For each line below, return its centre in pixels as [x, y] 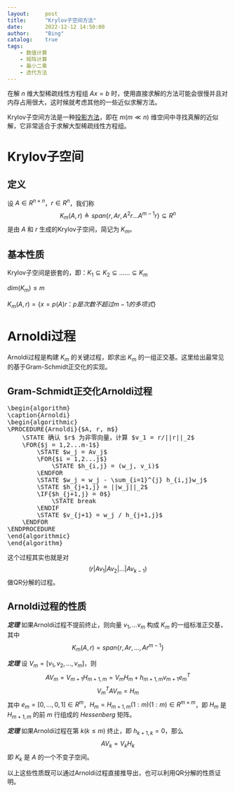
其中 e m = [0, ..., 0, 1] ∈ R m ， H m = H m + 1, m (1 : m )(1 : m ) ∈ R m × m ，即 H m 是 [117, 705]
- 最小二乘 [34, 66]
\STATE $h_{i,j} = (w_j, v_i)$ [105, 466]
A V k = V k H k [118, 744]
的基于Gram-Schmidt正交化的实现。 [59, 367]
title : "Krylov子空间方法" [52, 20]
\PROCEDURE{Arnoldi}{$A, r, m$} [63, 429]
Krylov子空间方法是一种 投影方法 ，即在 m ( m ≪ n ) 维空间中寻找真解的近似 [113, 117]
